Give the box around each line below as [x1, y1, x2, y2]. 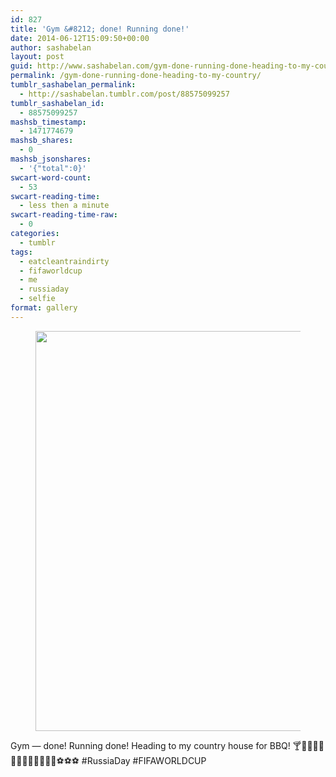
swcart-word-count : [10, 172, 92, 183]
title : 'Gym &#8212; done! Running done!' [10, 24, 190, 34]
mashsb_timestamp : [10, 117, 87, 127]
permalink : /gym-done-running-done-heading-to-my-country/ [10, 71, 262, 81]
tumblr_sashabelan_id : [10, 98, 105, 108]
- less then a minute [19, 201, 110, 211]
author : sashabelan [10, 42, 92, 53]
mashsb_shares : [10, 136, 74, 146]
